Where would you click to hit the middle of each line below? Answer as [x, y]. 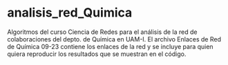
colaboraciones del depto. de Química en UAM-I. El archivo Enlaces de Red [114, 39]
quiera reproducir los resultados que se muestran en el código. [97, 54]
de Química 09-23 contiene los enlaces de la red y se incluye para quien [110, 46]
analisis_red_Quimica [70, 13]
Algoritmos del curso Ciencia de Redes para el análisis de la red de [102, 32]
